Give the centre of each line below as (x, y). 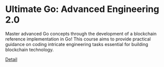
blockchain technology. (30, 49)
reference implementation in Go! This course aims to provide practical (78, 39)
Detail (11, 59)
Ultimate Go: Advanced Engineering (82, 9)
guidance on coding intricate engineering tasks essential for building (77, 44)
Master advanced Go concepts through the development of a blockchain (81, 33)
